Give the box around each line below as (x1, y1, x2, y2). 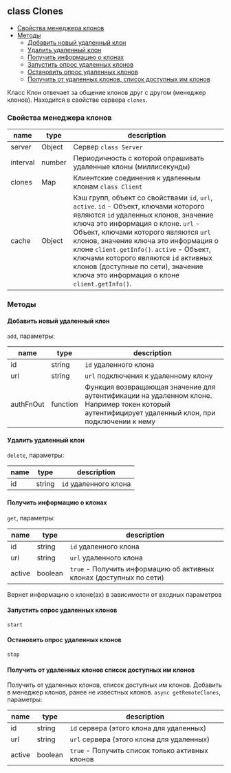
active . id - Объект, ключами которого (73, 202, 205, 211)
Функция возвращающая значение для (85, 382, 216, 392)
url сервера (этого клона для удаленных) (69, 734, 210, 744)
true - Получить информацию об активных (69, 564, 214, 573)
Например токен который (85, 399, 170, 409)
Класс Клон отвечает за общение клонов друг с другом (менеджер (7, 88, 206, 96)
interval (10, 158, 35, 167)
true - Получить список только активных (69, 746, 208, 756)
